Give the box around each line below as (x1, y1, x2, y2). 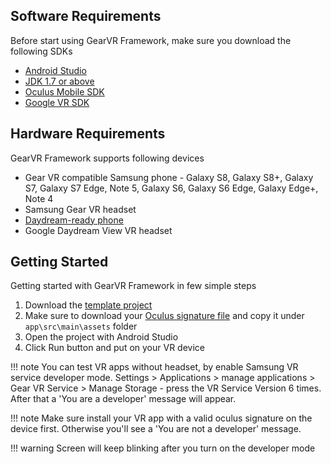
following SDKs (10, 45, 73, 57)
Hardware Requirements (10, 125, 166, 143)
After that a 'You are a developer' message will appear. (10, 393, 237, 405)
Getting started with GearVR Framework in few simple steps (10, 280, 257, 292)
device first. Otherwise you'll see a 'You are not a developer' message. (10, 423, 302, 435)
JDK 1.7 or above (24, 75, 95, 87)
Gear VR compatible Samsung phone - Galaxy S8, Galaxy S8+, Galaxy (24, 171, 314, 183)
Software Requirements (10, 8, 162, 25)
